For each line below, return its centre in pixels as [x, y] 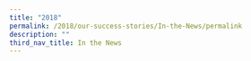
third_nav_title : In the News [66, 43]
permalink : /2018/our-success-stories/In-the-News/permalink [126, 26]
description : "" [39, 34]
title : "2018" [36, 17]
